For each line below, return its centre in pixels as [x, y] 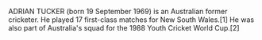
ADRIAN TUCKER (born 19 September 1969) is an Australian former [118, 11]
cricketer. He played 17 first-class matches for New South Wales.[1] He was [131, 20]
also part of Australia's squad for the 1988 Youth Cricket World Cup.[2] [124, 28]
